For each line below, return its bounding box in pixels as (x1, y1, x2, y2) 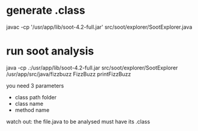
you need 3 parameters (6, 82, 64, 89)
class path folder (14, 93, 57, 100)
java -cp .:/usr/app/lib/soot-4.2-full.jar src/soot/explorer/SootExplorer (6, 64, 178, 71)
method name (14, 106, 50, 114)
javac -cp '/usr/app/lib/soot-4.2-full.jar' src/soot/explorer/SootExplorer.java (6, 23, 193, 31)
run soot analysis (6, 44, 94, 58)
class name (14, 100, 44, 107)
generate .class (6, 4, 86, 17)
